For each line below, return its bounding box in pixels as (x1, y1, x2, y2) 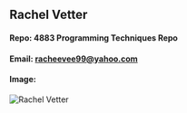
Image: (9, 74, 36, 85)
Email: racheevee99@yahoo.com (9, 53, 138, 64)
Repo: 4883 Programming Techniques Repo (9, 32, 179, 43)
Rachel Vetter (9, 7, 88, 23)
